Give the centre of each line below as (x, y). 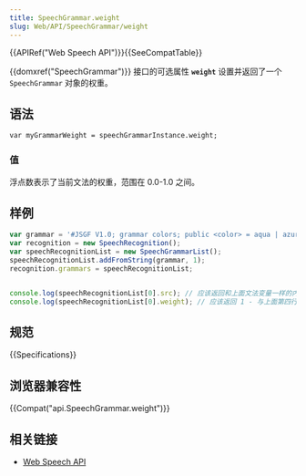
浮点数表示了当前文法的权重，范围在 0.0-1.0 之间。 (105, 181)
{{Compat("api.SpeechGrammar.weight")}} (90, 409)
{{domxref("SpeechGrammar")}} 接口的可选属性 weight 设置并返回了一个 (146, 71)
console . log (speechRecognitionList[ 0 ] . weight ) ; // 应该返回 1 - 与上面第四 (150, 302)
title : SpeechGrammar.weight (65, 18)
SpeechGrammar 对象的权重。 (61, 82)
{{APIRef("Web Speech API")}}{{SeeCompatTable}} (106, 52)
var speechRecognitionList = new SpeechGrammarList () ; (116, 252)
